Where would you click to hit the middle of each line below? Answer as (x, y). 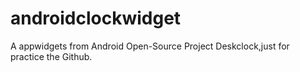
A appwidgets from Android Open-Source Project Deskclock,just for (150, 46)
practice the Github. (51, 56)
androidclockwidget (96, 18)
